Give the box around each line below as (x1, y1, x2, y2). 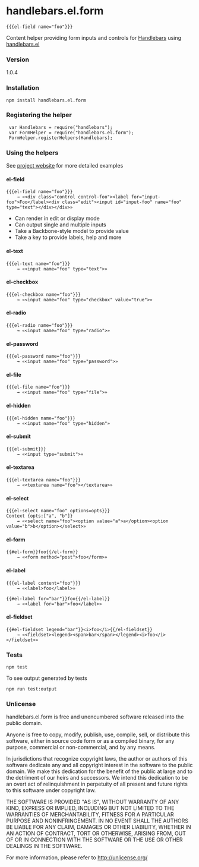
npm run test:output (6, 686, 58, 692)
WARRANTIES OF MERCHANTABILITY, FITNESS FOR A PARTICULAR (6, 811, 174, 818)
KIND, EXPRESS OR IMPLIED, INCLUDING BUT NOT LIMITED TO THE (6, 805, 175, 812)
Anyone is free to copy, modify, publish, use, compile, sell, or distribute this (6, 731, 190, 738)
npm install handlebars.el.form (6, 97, 86, 103)
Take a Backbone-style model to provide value (14, 228, 129, 235)
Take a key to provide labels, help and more (14, 234, 122, 241)
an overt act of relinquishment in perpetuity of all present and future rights (6, 780, 188, 788)
